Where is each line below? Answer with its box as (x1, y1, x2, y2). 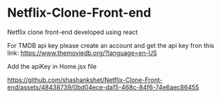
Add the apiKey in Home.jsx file (7, 62, 97, 70)
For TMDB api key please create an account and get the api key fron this (7, 41, 214, 49)
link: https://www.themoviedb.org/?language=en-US (7, 49, 158, 57)
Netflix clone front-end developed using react (7, 28, 138, 36)
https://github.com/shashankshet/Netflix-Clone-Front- (7, 75, 163, 84)
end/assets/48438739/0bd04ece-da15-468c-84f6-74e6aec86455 (7, 83, 199, 91)
